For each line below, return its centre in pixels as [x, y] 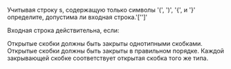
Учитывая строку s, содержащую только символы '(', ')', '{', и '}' [101, 10]
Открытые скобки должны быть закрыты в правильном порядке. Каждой [116, 51]
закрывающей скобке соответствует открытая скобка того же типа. [108, 58]
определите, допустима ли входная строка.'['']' [77, 17]
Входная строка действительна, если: [63, 30]
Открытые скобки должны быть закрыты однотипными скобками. [105, 43]
